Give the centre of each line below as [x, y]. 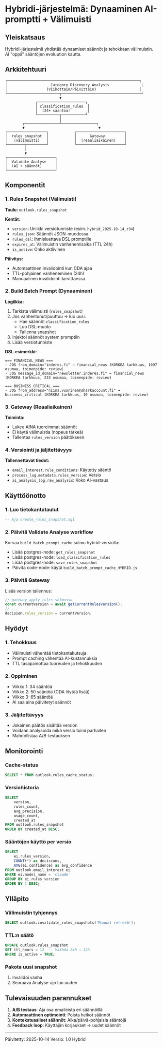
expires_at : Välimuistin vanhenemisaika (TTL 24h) [62, 244]
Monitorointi [24, 751]
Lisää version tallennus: [29, 591]
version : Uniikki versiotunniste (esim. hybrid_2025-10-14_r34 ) [73, 228]
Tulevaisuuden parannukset [48, 998]
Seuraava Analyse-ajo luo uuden [45, 983]
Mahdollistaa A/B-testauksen [41, 736]
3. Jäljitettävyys [24, 715]
